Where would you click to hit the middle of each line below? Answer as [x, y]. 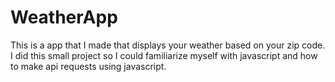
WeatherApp [64, 17]
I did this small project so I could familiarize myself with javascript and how [164, 55]
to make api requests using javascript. [88, 66]
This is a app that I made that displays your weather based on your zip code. [168, 45]
